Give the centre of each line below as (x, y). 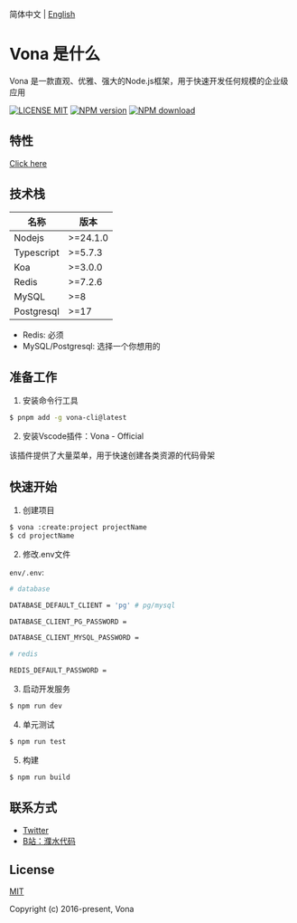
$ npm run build (40, 777)
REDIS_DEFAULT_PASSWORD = (58, 671)
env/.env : (27, 572)
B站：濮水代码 (49, 841)
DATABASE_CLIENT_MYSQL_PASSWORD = (74, 638)
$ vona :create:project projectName (78, 528)
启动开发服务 (46, 689)
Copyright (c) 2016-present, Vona (72, 909)
